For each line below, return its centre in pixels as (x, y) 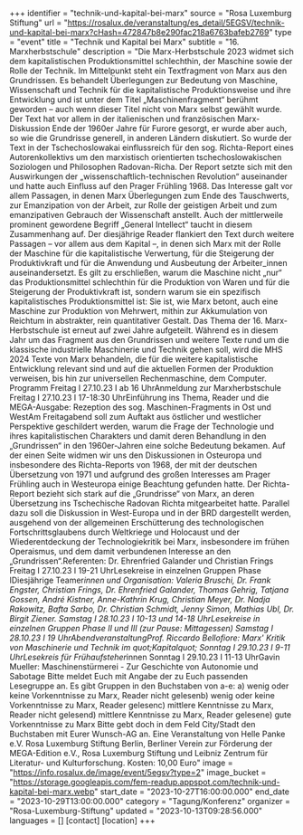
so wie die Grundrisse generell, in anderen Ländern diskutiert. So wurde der (151, 138)
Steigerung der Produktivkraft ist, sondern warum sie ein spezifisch (135, 292)
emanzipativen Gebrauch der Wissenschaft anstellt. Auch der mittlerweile (146, 215)
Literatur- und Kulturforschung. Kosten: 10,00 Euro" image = (121, 763)
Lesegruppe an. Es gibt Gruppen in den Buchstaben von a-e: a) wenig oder (149, 686)
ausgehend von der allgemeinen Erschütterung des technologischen (137, 522)
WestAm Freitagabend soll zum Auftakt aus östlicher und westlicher (136, 417)
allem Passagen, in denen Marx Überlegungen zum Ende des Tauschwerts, (149, 195)
